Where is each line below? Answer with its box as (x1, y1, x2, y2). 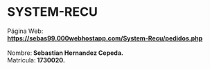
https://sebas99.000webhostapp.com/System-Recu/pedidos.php (7, 34, 203, 42)
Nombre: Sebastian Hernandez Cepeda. (7, 49, 123, 57)
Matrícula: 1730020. (7, 56, 66, 64)
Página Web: (7, 27, 44, 35)
